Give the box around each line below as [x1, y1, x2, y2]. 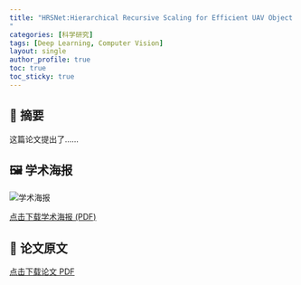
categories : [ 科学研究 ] [9, 30, 93, 39]
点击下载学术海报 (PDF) [9, 212, 97, 223]
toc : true [9, 64, 47, 73]
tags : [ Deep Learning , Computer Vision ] [9, 38, 165, 48]
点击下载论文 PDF [9, 266, 75, 277]
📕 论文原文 [9, 241, 68, 256]
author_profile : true [9, 55, 91, 64]
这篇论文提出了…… [9, 133, 80, 145]
